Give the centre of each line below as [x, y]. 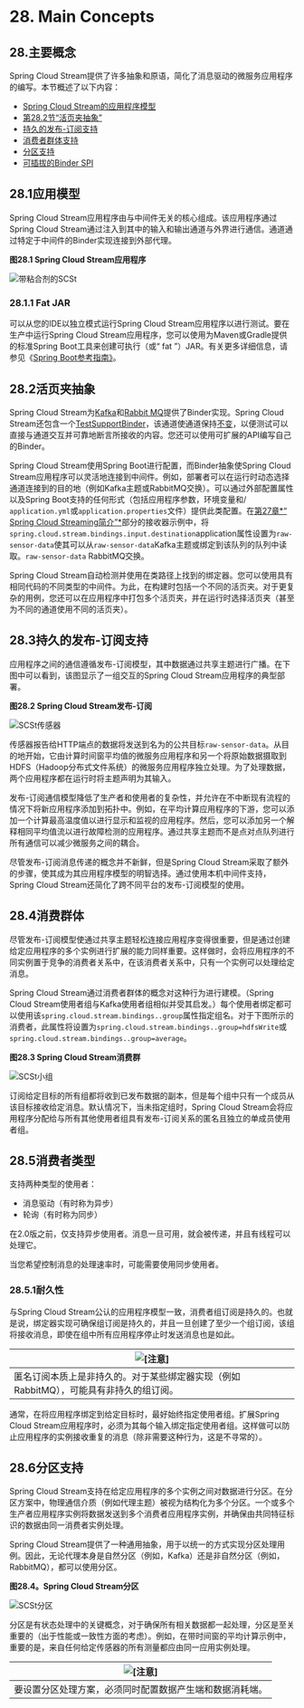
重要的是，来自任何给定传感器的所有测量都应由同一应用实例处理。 [132, 1647]
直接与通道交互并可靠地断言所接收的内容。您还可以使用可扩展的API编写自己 [151, 434]
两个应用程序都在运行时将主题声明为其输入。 [93, 778]
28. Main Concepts [82, 17]
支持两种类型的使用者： [53, 1184]
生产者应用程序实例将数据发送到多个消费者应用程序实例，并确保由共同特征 [148, 1514]
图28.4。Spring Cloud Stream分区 [74, 1587]
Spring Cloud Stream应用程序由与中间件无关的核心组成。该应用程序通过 [143, 217]
